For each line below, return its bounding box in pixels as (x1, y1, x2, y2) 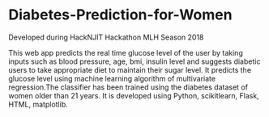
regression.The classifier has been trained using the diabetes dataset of (8, 82, 249, 92)
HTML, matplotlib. (8, 99, 69, 109)
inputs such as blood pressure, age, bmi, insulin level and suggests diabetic (8, 56, 261, 66)
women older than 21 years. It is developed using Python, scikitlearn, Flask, (8, 90, 259, 100)
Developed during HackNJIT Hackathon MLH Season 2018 (8, 32, 204, 42)
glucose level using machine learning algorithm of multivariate (8, 73, 216, 83)
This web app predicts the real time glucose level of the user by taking (8, 48, 243, 57)
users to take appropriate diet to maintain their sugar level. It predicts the (8, 65, 252, 74)
